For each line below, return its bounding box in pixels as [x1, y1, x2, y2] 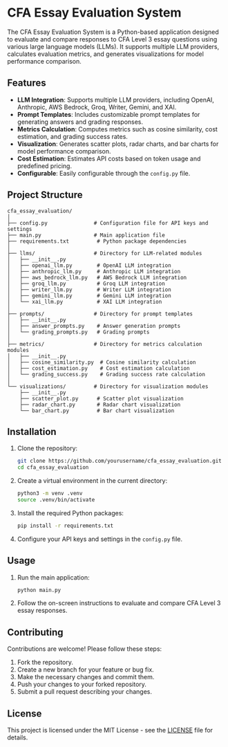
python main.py [17, 587, 61, 593]
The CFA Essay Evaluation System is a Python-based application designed [7, 28, 219, 36]
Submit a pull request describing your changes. [17, 688, 153, 696]
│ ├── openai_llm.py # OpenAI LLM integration [7, 261, 171, 269]
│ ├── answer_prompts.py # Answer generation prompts [7, 322, 181, 329]
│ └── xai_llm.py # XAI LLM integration [7, 298, 162, 305]
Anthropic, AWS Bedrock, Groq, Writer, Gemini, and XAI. [17, 102, 177, 111]
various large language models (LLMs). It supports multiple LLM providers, [7, 42, 220, 50]
